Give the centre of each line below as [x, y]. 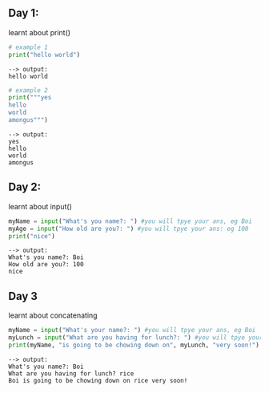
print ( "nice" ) [32, 236]
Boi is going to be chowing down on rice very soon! [98, 380]
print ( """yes [30, 98]
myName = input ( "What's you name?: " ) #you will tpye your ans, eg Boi [130, 221]
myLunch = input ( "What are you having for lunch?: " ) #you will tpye [127, 338]
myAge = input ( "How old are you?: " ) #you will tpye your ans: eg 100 [128, 229]
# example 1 [28, 47]
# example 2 [28, 90]
